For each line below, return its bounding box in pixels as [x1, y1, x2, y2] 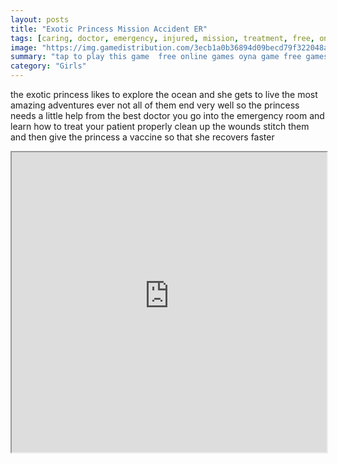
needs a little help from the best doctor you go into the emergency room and [10, 110, 325, 121]
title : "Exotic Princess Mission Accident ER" [10, 24, 208, 34]
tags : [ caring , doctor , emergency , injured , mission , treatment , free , [10, 33, 315, 43]
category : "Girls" [10, 61, 87, 71]
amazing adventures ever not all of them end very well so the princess [10, 99, 300, 111]
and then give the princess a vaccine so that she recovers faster [10, 131, 275, 143]
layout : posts [10, 14, 70, 25]
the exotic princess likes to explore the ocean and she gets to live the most [10, 89, 318, 100]
